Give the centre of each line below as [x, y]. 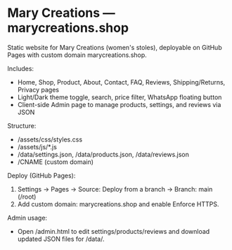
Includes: [20, 68]
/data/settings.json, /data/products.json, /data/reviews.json [103, 154]
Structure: [22, 125]
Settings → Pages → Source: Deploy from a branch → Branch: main [115, 189]
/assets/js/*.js [37, 146]
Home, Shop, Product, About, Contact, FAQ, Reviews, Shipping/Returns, [121, 82]
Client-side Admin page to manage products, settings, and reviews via [119, 104]
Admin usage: [27, 218]
